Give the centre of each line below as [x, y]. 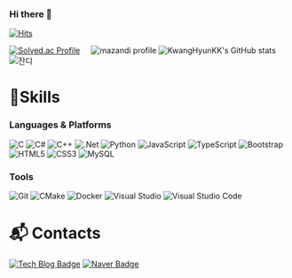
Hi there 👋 [31, 14]
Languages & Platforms [60, 125]
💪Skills [35, 97]
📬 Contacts [55, 233]
